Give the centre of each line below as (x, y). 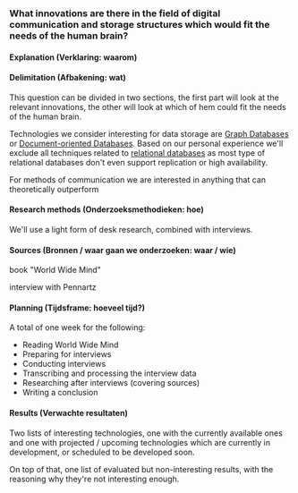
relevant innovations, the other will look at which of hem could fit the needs (148, 106)
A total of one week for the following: (77, 327)
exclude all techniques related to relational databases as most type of (137, 153)
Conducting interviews (64, 364)
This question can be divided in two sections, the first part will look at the (144, 98)
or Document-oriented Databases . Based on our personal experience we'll (146, 143)
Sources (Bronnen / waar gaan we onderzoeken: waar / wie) (123, 250)
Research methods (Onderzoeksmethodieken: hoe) (106, 209)
